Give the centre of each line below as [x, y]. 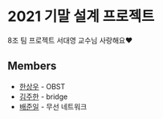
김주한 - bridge [43, 96]
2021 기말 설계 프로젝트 [81, 16]
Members [32, 66]
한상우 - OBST [42, 86]
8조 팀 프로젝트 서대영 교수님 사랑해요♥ [70, 40]
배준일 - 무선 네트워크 [53, 106]
